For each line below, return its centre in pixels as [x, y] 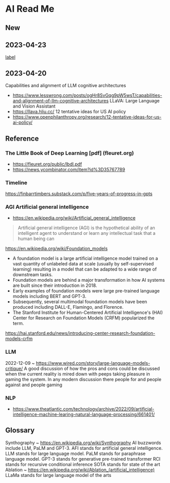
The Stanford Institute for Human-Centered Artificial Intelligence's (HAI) [88, 313]
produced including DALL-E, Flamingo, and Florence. [68, 307]
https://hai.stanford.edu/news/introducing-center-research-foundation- [80, 333]
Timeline [16, 182]
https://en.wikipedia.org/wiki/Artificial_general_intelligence [74, 218]
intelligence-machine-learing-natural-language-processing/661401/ [84, 414]
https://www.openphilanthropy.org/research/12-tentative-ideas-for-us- [87, 117]
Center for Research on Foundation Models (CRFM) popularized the [83, 318]
